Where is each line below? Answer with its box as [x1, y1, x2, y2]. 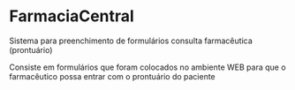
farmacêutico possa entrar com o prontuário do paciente [9, 71, 216, 81]
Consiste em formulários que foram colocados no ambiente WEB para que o [9, 62, 286, 72]
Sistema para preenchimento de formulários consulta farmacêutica [9, 35, 253, 46]
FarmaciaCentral [9, 6, 134, 26]
